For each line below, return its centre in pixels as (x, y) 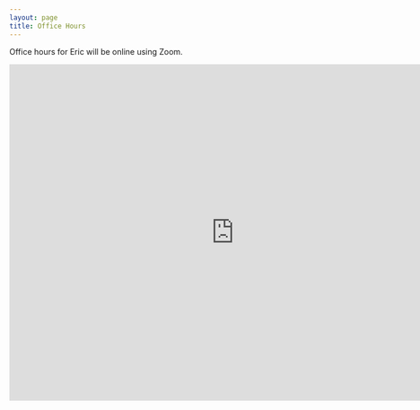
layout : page (34, 17)
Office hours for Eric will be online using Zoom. (96, 51)
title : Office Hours (48, 26)
